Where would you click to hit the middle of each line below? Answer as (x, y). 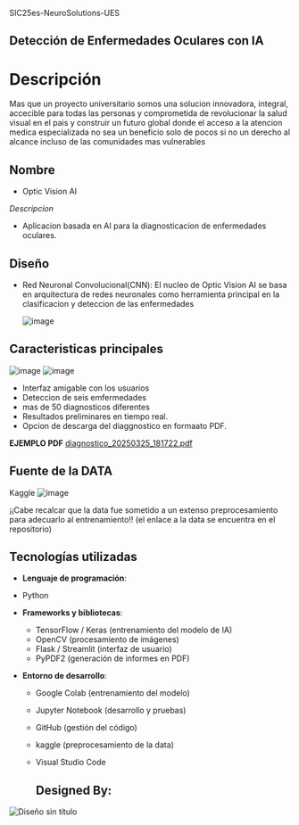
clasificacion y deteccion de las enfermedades (108, 303)
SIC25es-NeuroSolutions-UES (65, 13)
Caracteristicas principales (86, 349)
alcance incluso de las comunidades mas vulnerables (108, 142)
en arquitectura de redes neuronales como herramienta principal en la (151, 294)
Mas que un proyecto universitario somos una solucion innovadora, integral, (149, 104)
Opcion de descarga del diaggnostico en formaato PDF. (125, 425)
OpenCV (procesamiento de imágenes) (108, 639)
